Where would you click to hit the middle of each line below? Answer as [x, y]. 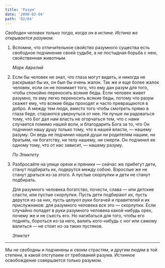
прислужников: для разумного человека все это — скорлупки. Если [84, 205]
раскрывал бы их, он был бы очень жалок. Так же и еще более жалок [86, 82]
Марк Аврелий [27, 67]
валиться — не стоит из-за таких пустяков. [57, 226]
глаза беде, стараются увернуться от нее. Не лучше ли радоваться [83, 114]
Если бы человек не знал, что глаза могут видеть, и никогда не [79, 77]
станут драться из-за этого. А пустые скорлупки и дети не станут [81, 175]
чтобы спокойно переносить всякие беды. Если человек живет [79, 93]
